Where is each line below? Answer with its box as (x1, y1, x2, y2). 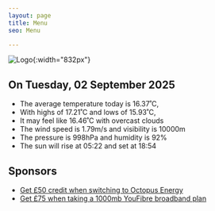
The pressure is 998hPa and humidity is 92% (19, 132, 168, 143)
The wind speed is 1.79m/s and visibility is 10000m (19, 125, 186, 134)
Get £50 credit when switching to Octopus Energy (19, 186, 184, 194)
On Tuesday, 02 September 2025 (8, 78, 176, 91)
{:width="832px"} (33, 55, 91, 64)
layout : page (8, 11, 52, 20)
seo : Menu (8, 26, 41, 34)
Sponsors (8, 164, 57, 178)
